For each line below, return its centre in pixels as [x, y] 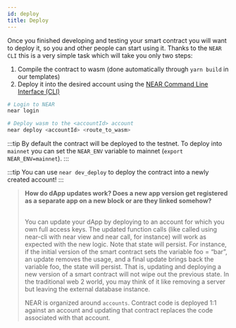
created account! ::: [36, 179]
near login [23, 111]
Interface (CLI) [38, 92]
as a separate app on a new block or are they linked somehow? [118, 201]
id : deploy [23, 14]
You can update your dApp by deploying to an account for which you [124, 222]
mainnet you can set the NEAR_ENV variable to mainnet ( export [95, 151]
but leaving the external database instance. [87, 289]
